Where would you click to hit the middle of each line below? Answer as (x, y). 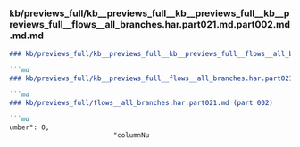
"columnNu (131, 135)
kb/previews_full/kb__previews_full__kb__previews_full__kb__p (150, 13)
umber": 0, (29, 127)
